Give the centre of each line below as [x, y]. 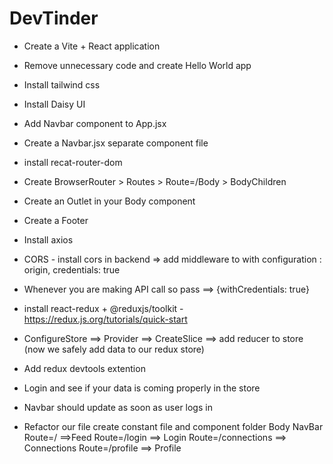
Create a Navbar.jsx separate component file [116, 143]
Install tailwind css [62, 84]
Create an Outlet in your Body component [109, 201]
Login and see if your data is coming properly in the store [142, 388]
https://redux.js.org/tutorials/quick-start [105, 319]
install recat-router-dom [73, 162]
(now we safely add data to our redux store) [114, 349]
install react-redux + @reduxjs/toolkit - [103, 308]
